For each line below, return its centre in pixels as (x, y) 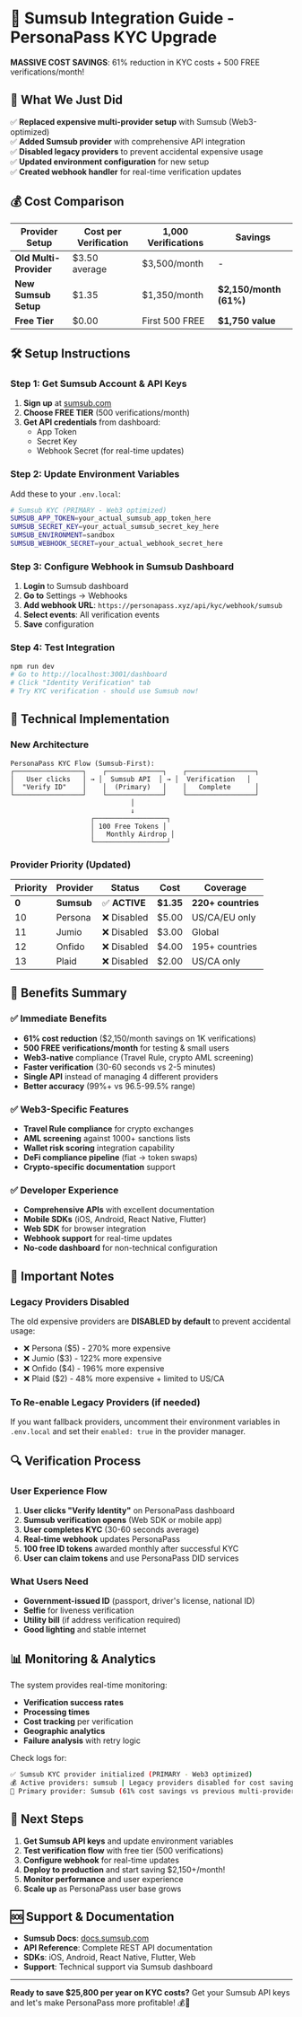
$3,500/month (173, 263)
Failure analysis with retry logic (82, 1740)
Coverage (225, 888)
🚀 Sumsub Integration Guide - (122, 18)
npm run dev (32, 666)
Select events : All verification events (91, 615)
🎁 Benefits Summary (69, 993)
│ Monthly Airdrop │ (133, 834)
